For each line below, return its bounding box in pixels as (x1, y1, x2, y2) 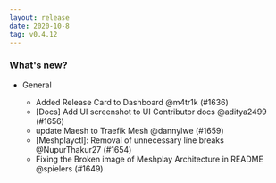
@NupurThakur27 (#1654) (35, 144, 132, 154)
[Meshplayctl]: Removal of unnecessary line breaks (35, 135, 225, 146)
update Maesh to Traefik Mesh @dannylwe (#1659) (35, 125, 224, 136)
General (21, 79, 52, 90)
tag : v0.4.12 (9, 29, 58, 38)
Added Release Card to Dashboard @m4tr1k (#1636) (35, 96, 230, 107)
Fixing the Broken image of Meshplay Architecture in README (35, 154, 263, 164)
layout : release (9, 12, 70, 22)
